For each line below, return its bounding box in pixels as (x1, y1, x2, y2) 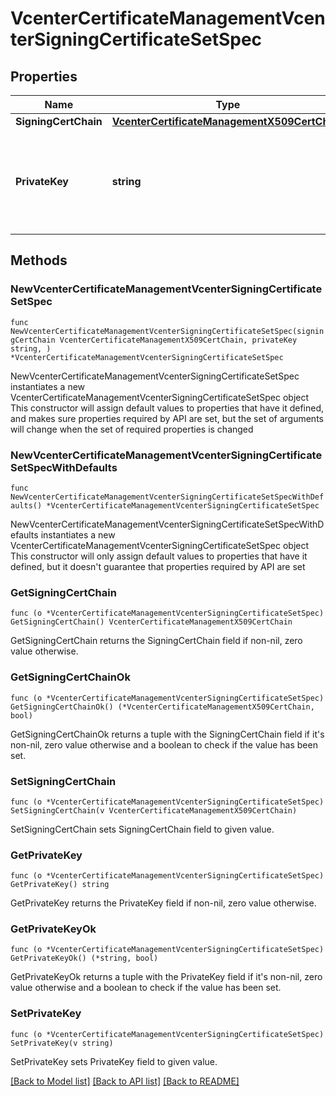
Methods (10, 252, 68, 269)
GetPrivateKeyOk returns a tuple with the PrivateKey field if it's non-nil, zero (10, 971, 323, 983)
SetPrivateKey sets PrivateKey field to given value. (10, 1055, 218, 1067)
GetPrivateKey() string (10, 880, 110, 890)
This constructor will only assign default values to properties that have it (10, 550, 308, 562)
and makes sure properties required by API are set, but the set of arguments (10, 412, 324, 424)
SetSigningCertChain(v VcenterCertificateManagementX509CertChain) (10, 805, 298, 816)
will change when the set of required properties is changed (10, 423, 254, 435)
